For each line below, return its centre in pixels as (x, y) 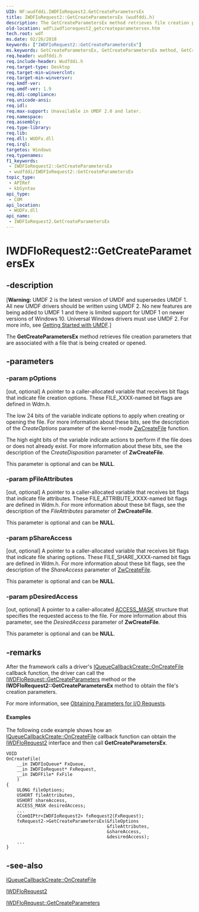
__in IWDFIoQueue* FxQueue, (51, 764)
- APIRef (20, 183)
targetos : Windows (29, 150)
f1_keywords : (22, 161)
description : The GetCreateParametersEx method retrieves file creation (98, 23)
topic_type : (21, 178)
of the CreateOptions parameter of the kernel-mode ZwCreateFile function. (98, 428)
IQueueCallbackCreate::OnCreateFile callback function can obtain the (91, 737)
